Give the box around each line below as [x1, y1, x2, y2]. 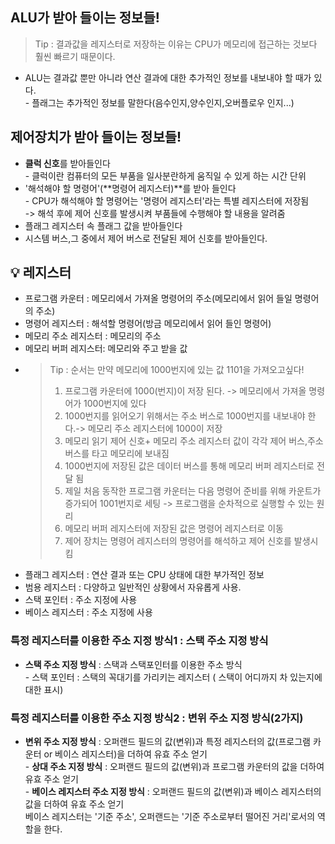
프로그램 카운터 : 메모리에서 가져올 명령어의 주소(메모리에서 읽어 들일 [24, 293, 293, 305]
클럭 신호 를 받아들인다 [24, 157, 111, 169]
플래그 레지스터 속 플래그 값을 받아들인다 [24, 219, 183, 232]
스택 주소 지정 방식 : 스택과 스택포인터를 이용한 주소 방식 [24, 658, 243, 670]
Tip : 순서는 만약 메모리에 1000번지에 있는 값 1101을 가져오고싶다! [49, 364, 305, 376]
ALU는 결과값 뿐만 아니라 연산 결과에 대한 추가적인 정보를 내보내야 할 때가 [24, 71, 312, 83]
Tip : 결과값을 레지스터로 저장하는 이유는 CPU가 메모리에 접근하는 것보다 [34, 38, 318, 50]
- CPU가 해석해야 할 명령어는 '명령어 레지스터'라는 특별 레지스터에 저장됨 [24, 194, 310, 207]
